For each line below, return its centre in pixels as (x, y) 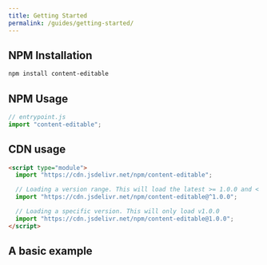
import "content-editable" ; (55, 125)
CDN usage (37, 150)
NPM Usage (38, 99)
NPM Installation (50, 55)
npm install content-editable (59, 74)
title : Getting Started (48, 16)
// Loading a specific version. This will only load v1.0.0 (118, 212)
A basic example (51, 251)
